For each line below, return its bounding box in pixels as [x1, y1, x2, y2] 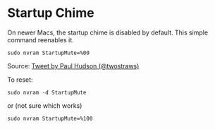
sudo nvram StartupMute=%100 [7, 115, 93, 122]
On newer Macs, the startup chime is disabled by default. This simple [7, 28, 209, 37]
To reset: [7, 75, 33, 84]
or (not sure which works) [7, 101, 82, 110]
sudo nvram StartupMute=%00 [7, 49, 90, 56]
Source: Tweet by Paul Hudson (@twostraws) [7, 61, 140, 70]
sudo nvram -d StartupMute [7, 89, 87, 96]
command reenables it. [7, 35, 74, 44]
